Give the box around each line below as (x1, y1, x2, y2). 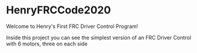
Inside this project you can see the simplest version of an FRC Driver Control (6, 34, 191, 41)
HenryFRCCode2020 (6, 3, 111, 17)
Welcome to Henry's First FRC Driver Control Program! (6, 23, 138, 30)
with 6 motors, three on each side (6, 40, 88, 47)
